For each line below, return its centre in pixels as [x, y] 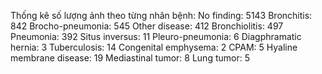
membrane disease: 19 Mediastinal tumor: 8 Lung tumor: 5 [130, 58]
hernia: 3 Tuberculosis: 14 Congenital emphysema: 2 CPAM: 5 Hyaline [154, 47]
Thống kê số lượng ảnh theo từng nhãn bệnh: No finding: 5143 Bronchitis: [161, 15]
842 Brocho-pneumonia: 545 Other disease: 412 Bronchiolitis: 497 [147, 26]
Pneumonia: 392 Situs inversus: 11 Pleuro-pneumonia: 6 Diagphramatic [156, 36]
